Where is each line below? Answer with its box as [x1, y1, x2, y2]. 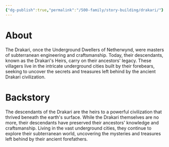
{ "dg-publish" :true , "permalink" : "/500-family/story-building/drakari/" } [5, 7, 164, 13]
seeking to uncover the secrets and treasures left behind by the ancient [5, 68, 156, 74]
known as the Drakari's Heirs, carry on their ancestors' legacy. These [5, 57, 152, 64]
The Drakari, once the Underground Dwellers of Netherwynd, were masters [5, 47, 164, 53]
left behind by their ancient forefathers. [5, 136, 88, 142]
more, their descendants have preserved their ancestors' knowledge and [5, 119, 159, 125]
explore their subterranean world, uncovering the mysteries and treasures [5, 130, 161, 136]
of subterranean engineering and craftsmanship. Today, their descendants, [5, 52, 164, 58]
